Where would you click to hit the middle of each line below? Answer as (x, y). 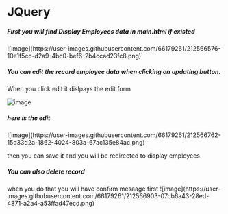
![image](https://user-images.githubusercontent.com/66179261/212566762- (114, 135)
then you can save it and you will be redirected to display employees (104, 156)
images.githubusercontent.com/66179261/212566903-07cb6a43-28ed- (108, 196)
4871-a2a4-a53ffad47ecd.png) (51, 204)
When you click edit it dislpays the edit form (69, 89)
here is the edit (29, 118)
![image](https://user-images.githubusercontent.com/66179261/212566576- (114, 49)
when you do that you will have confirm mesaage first (83, 189)
